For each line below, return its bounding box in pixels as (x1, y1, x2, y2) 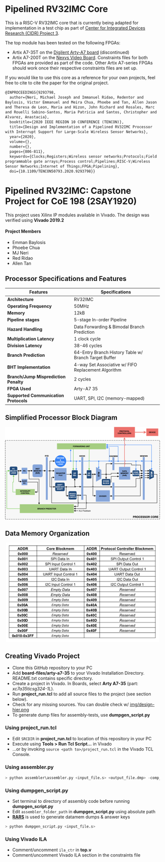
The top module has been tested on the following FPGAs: (5, 39, 121, 45)
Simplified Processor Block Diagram (5, 414, 118, 422)
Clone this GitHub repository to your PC (12, 665, 92, 671)
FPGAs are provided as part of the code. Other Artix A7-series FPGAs (12, 60, 153, 66)
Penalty (7, 379, 24, 385)
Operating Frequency (7, 303, 52, 309)
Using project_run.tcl (5, 724, 57, 731)
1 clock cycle (74, 336, 101, 342)
